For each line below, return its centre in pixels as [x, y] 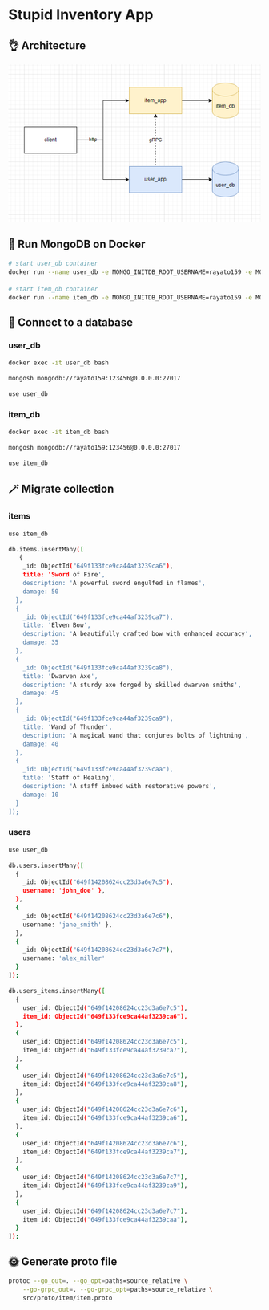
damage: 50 [41, 592]
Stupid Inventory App [81, 15]
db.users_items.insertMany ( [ [57, 991]
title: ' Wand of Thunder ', [68, 727]
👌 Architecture [47, 45]
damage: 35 [41, 643]
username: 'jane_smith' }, [68, 925]
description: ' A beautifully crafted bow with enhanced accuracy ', [137, 634]
